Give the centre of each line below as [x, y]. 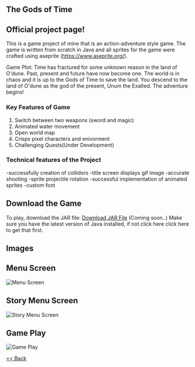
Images [20, 248]
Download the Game [44, 204]
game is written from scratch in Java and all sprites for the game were [90, 50]
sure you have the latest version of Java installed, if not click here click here [97, 224]
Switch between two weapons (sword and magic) [74, 120]
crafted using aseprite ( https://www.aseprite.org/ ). [67, 56]
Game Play [26, 333]
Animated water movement [47, 126]
